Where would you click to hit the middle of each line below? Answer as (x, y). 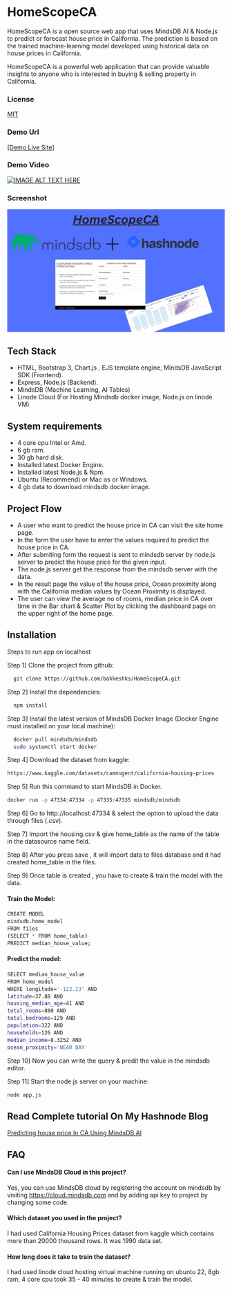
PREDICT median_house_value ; (49, 943)
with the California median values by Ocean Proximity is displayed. (112, 591)
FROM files (23, 929)
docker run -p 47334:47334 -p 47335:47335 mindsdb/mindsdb (94, 800)
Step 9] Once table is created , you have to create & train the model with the (115, 875)
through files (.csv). (35, 821)
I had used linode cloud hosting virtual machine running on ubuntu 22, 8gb (113, 1272)
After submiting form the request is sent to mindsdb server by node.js (116, 555)
